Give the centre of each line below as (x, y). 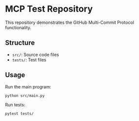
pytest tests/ (20, 114)
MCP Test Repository (49, 9)
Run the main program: (28, 86)
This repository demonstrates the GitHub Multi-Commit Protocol (70, 22)
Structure (20, 43)
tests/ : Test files (29, 60)
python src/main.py (25, 96)
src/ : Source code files (35, 54)
